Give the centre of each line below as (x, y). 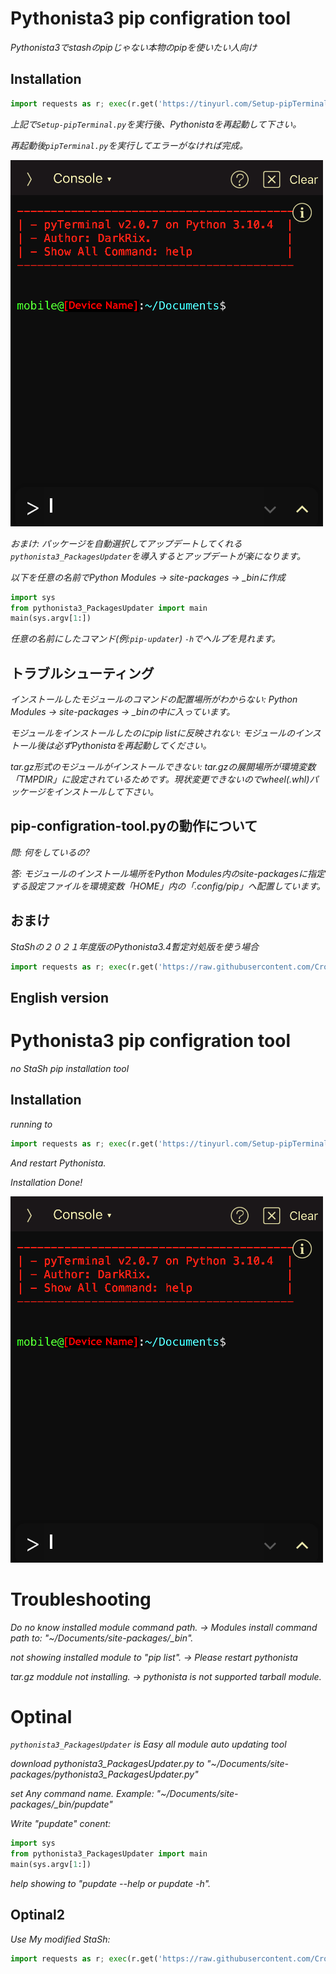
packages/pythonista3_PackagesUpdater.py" (104, 1774)
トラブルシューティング (82, 673)
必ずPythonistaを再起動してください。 (132, 746)
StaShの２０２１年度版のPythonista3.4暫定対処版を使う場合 (135, 946)
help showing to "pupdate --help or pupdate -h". (111, 1884)
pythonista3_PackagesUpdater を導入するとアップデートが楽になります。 (158, 556)
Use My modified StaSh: (60, 1939)
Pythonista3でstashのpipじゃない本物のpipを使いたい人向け (134, 47)
